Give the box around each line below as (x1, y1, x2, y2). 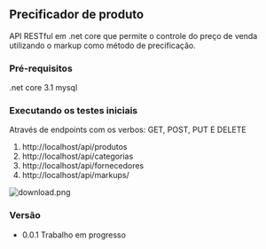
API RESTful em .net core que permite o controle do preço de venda (9, 30, 258, 41)
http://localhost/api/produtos (21, 142, 128, 152)
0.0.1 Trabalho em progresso (21, 230, 127, 240)
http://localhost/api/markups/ (21, 170, 130, 181)
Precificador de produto (9, 7, 145, 22)
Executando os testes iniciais (9, 105, 138, 117)
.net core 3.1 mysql (9, 82, 78, 93)
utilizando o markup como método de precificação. (9, 40, 197, 51)
